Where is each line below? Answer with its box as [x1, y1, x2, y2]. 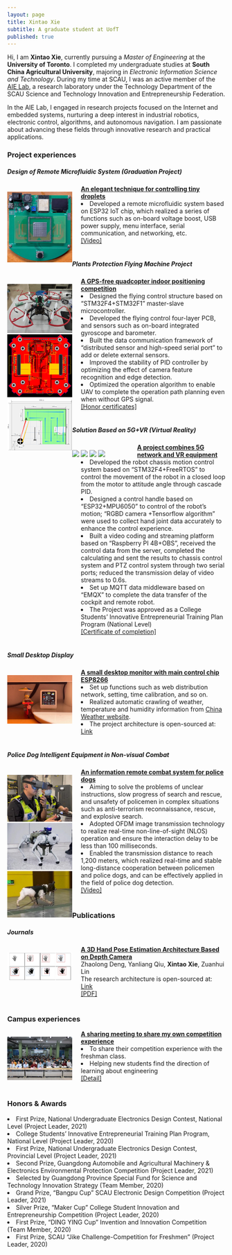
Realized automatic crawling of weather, [89, 698, 204, 706]
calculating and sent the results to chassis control [80, 554, 223, 562]
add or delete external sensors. [80, 351, 170, 359]
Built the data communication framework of [89, 336, 213, 345]
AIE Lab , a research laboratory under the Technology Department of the [7, 83, 213, 91]
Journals [7, 928, 34, 936]
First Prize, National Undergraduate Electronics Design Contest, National [16, 1114, 223, 1123]
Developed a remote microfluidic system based [89, 200, 224, 208]
